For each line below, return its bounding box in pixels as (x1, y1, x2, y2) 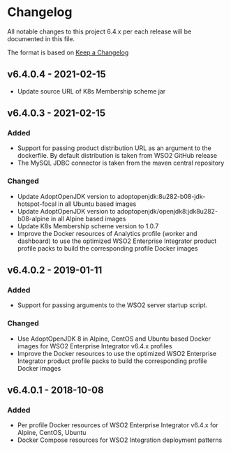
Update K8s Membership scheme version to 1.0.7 (17, 221, 159, 230)
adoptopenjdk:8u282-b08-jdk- (117, 192, 206, 200)
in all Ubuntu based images (58, 200, 137, 208)
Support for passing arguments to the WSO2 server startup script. (17, 301, 208, 309)
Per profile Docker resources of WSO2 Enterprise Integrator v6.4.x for (17, 421, 218, 429)
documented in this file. (7, 34, 75, 43)
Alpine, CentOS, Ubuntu (17, 429, 87, 437)
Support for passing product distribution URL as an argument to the (17, 144, 211, 152)
